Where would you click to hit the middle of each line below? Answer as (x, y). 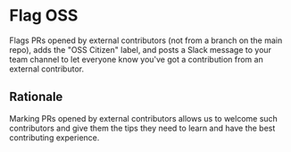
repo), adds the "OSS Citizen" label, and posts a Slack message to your (141, 49)
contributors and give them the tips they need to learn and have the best (142, 128)
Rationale (36, 97)
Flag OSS (44, 16)
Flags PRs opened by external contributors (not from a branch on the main (146, 40)
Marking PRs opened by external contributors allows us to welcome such (144, 118)
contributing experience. (54, 137)
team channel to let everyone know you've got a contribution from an (136, 59)
